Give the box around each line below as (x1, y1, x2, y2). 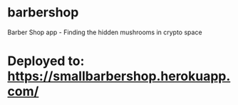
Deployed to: (7, 53, 85, 69)
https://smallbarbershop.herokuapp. (7, 69, 231, 84)
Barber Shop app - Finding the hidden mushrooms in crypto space (7, 28, 202, 36)
